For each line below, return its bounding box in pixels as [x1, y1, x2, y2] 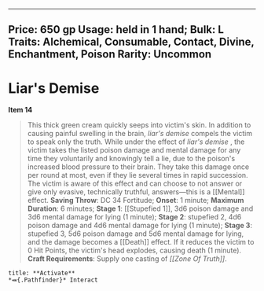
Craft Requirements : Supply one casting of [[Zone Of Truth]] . [27, 254, 227, 263]
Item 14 [8, 105, 33, 115]
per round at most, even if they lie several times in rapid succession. [27, 171, 249, 180]
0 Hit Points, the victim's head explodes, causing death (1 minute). [27, 245, 242, 256]
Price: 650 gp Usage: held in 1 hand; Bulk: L [8, 23, 224, 36]
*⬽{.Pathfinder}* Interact [8, 276, 98, 284]
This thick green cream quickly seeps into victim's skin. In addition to [27, 120, 251, 130]
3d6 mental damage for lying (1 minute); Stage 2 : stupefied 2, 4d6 [27, 212, 242, 222]
